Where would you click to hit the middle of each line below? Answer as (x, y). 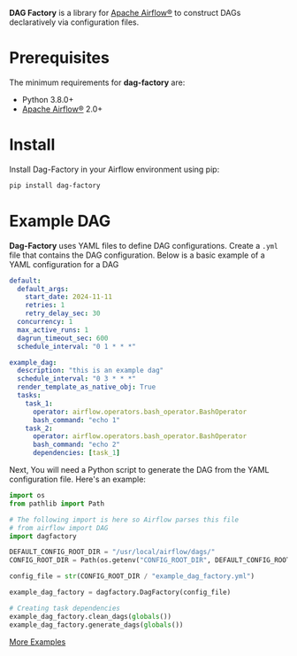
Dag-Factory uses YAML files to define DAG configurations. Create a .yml (144, 245)
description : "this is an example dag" (91, 371)
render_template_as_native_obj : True (87, 387)
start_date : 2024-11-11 (69, 297)
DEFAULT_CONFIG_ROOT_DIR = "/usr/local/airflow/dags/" (112, 552)
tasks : (29, 396)
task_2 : (39, 428)
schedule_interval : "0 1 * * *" (77, 346)
